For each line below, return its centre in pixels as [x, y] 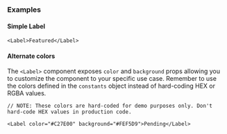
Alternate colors [31, 56]
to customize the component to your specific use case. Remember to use [112, 79]
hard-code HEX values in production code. [69, 112]
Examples [24, 10]
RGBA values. [27, 93]
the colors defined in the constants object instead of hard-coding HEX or [111, 86]
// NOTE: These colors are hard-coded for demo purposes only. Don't [110, 106]
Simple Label [26, 26]
